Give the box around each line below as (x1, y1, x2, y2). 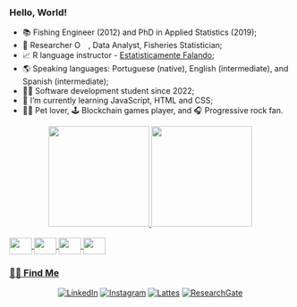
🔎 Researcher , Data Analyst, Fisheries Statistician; (21, 40, 223, 51)
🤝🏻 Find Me (9, 267, 60, 279)
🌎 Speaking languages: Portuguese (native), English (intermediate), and (21, 63, 289, 74)
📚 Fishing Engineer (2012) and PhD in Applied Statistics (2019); (21, 27, 258, 37)
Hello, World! (9, 6, 68, 19)
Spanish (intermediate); (21, 76, 109, 87)
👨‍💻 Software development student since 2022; (21, 86, 195, 96)
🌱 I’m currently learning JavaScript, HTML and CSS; (21, 95, 214, 106)
